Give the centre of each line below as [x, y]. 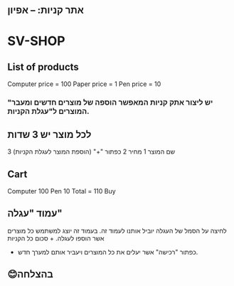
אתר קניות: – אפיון [46, 10]
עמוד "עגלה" [35, 214]
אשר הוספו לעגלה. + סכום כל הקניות [56, 238]
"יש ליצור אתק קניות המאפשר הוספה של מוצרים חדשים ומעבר [110, 102]
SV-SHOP [36, 41]
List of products [43, 67]
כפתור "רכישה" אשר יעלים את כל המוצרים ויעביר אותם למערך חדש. [108, 252]
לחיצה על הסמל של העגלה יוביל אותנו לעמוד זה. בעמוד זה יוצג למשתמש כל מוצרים [117, 231]
